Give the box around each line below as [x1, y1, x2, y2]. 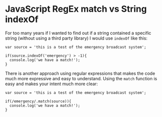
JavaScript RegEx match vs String [5, 3, 147, 15]
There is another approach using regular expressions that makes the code [5, 70, 155, 76]
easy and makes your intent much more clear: [5, 81, 98, 87]
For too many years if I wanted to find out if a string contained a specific [5, 30, 152, 36]
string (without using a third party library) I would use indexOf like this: [5, 35, 148, 41]
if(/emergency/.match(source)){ [5, 99, 71, 104]
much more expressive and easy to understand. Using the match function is [5, 75, 158, 81]
